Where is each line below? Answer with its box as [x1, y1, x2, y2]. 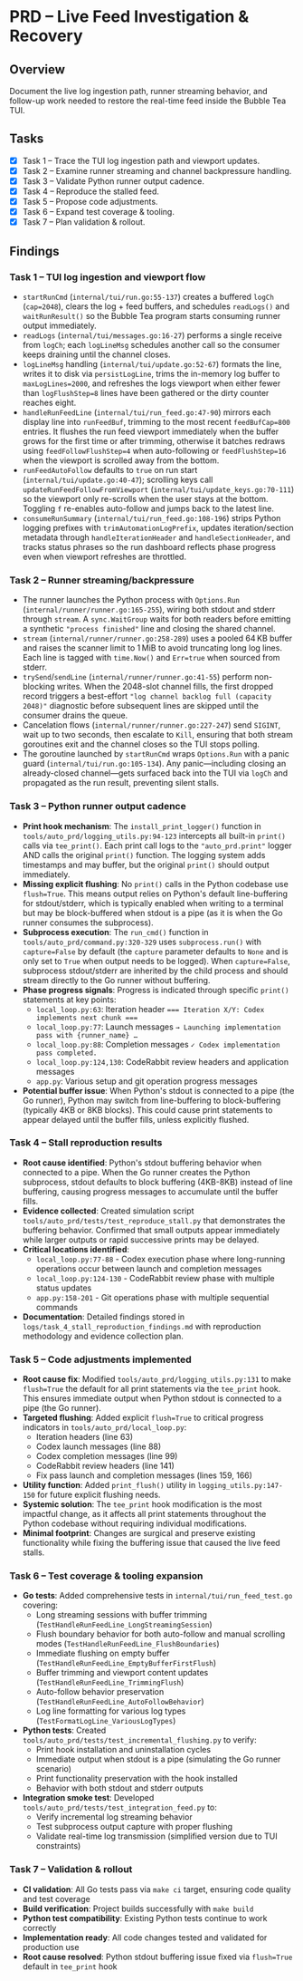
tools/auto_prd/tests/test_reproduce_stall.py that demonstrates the [22, 1214, 286, 1225]
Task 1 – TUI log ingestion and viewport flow [9, 270, 206, 283]
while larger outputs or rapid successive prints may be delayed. [22, 1234, 260, 1245]
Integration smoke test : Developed [22, 1793, 155, 1803]
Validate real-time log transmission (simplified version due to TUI [35, 1831, 278, 1841]
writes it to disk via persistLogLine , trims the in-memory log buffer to [22, 368, 280, 379]
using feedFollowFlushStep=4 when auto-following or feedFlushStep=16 [22, 445, 287, 456]
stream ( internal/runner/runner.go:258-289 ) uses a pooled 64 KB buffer [22, 633, 292, 644]
